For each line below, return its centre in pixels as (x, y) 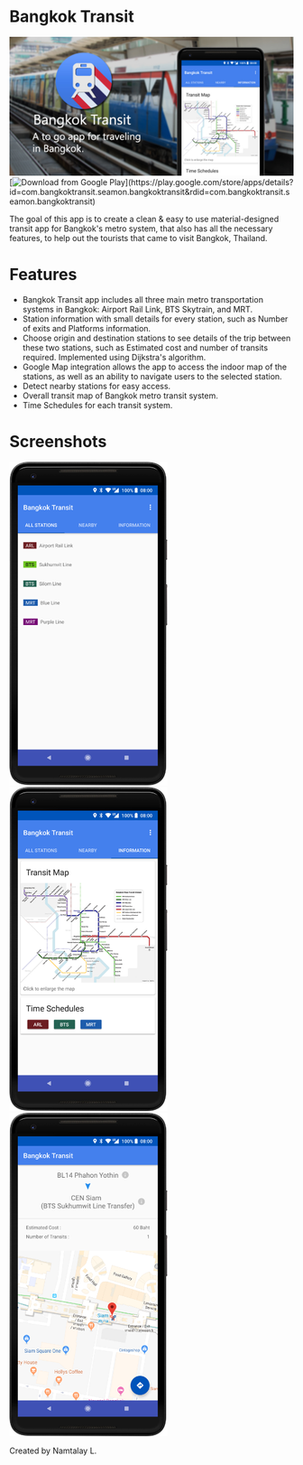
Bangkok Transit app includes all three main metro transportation (143, 299)
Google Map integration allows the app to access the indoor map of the (155, 367)
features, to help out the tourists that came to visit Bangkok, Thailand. (138, 238)
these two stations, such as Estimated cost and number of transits (145, 347)
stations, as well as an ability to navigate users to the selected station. (152, 376)
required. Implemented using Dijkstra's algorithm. (114, 357)
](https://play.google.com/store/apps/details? (209, 182)
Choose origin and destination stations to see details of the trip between (156, 338)
